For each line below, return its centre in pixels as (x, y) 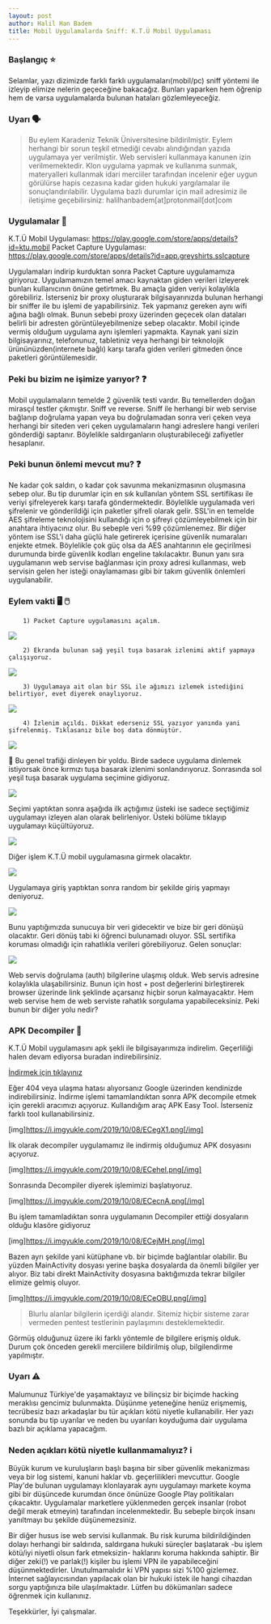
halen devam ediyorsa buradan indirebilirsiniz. (85, 1057)
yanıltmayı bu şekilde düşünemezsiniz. (73, 1520)
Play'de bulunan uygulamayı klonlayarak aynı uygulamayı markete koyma (130, 1485)
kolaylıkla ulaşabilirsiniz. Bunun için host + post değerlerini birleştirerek (127, 984)
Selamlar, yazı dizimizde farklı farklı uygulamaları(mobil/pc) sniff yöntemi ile (134, 80)
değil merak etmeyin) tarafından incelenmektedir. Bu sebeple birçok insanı (132, 1511)
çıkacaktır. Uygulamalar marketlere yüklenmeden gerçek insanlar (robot (127, 1503)
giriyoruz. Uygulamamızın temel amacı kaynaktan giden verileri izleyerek (129, 280)
